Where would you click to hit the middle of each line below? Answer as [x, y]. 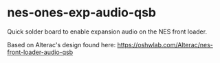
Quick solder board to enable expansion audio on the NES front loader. [107, 32]
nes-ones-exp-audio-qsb [82, 13]
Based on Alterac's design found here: [62, 45]
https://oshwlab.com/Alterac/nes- [165, 45]
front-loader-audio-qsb [40, 52]
